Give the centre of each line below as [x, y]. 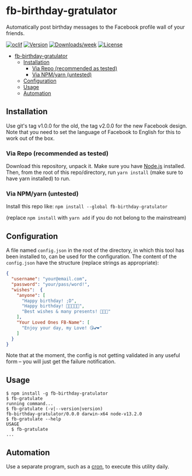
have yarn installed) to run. [38, 179]
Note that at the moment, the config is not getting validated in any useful [93, 355]
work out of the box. [30, 138]
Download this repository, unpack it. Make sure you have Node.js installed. [96, 166]
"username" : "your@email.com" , [49, 279]
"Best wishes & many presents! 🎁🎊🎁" [66, 311]
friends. [15, 33]
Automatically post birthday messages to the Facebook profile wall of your [95, 27]
